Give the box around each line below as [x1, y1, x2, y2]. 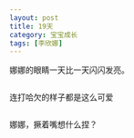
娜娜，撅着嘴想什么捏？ [9, 119, 98, 130]
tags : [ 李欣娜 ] [9, 38, 64, 48]
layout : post [9, 13, 59, 23]
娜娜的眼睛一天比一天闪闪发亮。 [9, 64, 129, 75]
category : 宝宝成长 [9, 30, 78, 39]
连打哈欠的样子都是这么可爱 [9, 92, 114, 103]
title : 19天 [9, 22, 54, 31]
